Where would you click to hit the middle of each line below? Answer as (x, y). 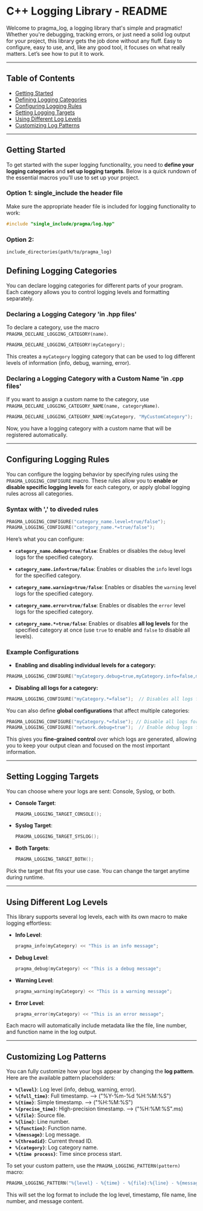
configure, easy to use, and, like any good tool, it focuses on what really (96, 47)
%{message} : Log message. (48, 1135)
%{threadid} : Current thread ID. (54, 1141)
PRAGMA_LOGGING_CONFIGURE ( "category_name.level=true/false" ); (86, 522)
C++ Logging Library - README (87, 11)
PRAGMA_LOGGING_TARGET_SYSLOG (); (57, 837)
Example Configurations (43, 652)
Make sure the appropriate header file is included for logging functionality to (101, 206)
